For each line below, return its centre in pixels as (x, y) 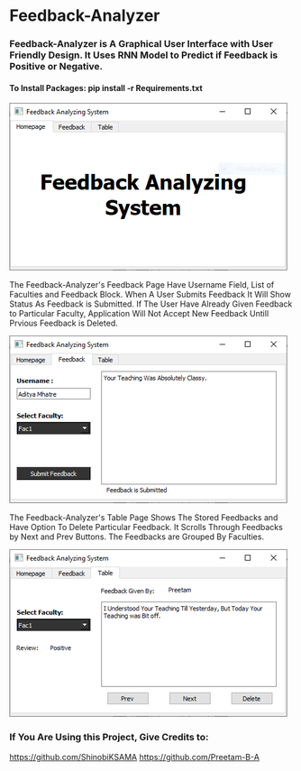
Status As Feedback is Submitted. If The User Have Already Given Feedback (151, 304)
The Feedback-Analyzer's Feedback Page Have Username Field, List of (142, 285)
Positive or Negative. (56, 67)
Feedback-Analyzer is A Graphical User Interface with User (141, 44)
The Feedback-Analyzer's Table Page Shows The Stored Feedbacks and (144, 518)
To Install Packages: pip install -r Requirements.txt (106, 87)
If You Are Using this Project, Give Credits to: (109, 738)
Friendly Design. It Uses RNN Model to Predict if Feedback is (144, 55)
